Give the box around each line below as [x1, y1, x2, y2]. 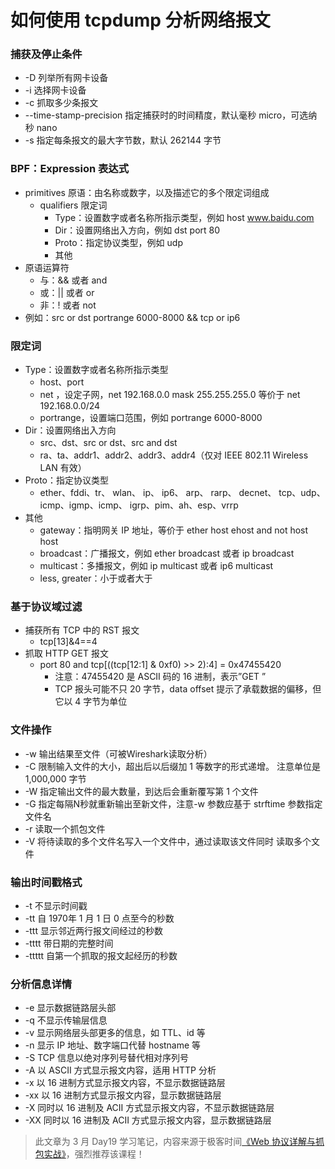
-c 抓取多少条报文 [24, 97, 99, 109]
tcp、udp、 [278, 487, 326, 499]
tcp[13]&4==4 [39, 636, 98, 648]
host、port [39, 376, 85, 388]
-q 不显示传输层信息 [24, 1014, 108, 1026]
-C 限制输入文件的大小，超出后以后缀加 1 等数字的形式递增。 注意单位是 [24, 760, 321, 772]
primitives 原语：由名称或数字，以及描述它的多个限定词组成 [24, 186, 270, 198]
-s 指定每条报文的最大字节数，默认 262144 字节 [24, 134, 222, 146]
